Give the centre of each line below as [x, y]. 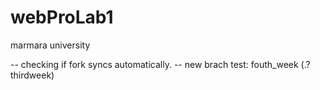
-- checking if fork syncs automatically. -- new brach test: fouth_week [154, 64]
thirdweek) [32, 75]
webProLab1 [62, 17]
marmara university [50, 45]
